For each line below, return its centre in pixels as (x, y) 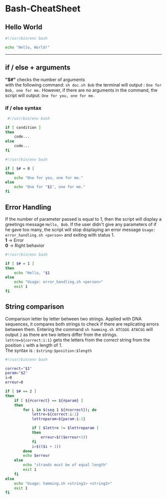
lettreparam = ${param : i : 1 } (58, 419)
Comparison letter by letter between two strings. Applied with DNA (74, 319)
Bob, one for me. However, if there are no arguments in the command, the (81, 90)
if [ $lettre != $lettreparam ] (65, 428)
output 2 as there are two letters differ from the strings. (61, 334)
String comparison (35, 307)
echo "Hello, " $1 (32, 273)
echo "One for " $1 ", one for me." (50, 187)
